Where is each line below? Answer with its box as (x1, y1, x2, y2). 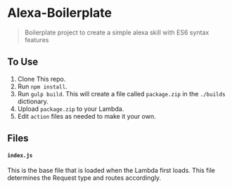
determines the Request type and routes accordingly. (7, 174, 162, 182)
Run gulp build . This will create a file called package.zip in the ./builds (17, 89, 226, 98)
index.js (7, 152, 33, 159)
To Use (7, 56, 39, 68)
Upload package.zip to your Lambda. (17, 104, 124, 113)
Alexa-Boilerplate (7, 5, 112, 21)
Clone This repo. (17, 74, 66, 83)
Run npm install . (17, 82, 68, 91)
